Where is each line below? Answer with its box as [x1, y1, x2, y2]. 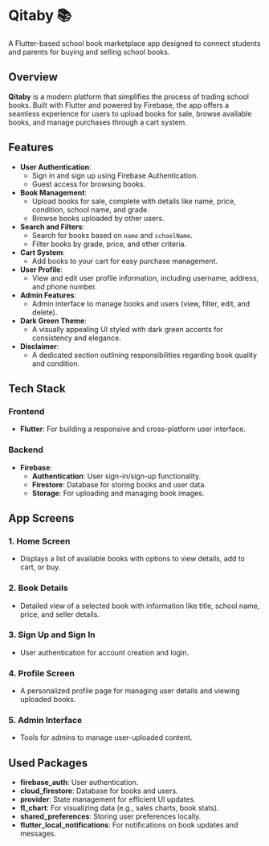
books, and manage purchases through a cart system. [8, 117, 187, 127]
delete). [31, 307, 58, 317]
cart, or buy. [19, 562, 61, 572]
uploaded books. [19, 695, 76, 704]
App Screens [8, 511, 75, 525]
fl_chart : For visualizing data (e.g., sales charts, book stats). [19, 803, 219, 813]
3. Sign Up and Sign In [8, 629, 96, 640]
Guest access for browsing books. [31, 179, 146, 189]
